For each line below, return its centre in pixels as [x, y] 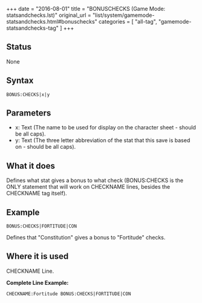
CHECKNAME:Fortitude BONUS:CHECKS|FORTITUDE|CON [69, 294]
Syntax [20, 81]
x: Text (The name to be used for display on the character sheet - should [106, 128]
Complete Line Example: [37, 282]
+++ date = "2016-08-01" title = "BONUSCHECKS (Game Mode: [86, 9]
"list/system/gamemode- [124, 15]
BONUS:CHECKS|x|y [28, 94]
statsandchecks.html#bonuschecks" [52, 21]
